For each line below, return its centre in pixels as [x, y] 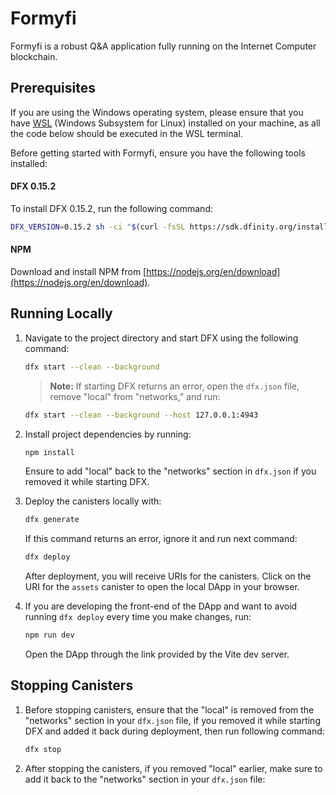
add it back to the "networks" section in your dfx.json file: [145, 779]
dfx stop [43, 749]
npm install [49, 452]
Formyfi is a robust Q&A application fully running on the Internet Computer [163, 46]
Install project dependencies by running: [108, 434]
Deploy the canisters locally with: [93, 501]
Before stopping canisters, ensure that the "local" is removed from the [169, 709]
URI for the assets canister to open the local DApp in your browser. [162, 587]
